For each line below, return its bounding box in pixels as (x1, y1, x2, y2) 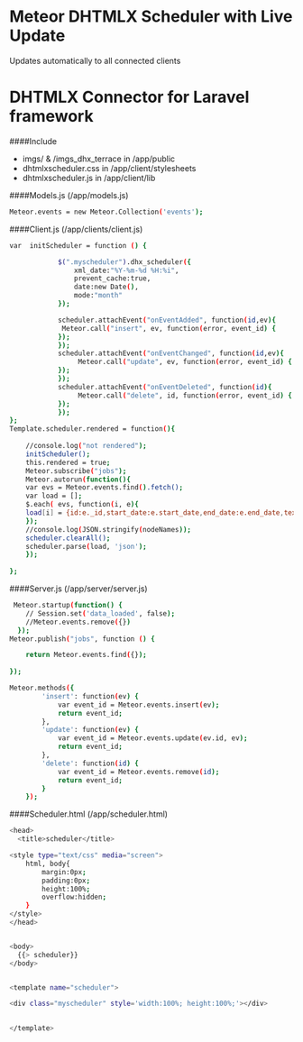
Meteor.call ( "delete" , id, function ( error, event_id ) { (78, 390, 293, 400)
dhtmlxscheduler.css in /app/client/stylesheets (22, 162, 197, 173)
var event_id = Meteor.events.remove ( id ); (57, 767, 220, 776)
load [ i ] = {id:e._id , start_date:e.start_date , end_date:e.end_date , (25, 508, 284, 517)
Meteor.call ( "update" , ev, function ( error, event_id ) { (78, 358, 293, 367)
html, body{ (25, 859, 70, 868)
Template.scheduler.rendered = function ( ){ (9, 425, 176, 434)
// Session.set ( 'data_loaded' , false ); (25, 608, 176, 618)
